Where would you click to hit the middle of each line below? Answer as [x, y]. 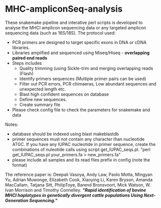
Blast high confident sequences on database [64, 94]
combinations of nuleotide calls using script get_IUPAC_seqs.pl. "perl [81, 149]
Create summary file [40, 104]
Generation [17, 200]
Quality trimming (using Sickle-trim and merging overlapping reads [86, 68]
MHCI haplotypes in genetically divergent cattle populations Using [74, 195]
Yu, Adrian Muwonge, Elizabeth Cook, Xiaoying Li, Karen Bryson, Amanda [79, 180]
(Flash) [26, 73]
